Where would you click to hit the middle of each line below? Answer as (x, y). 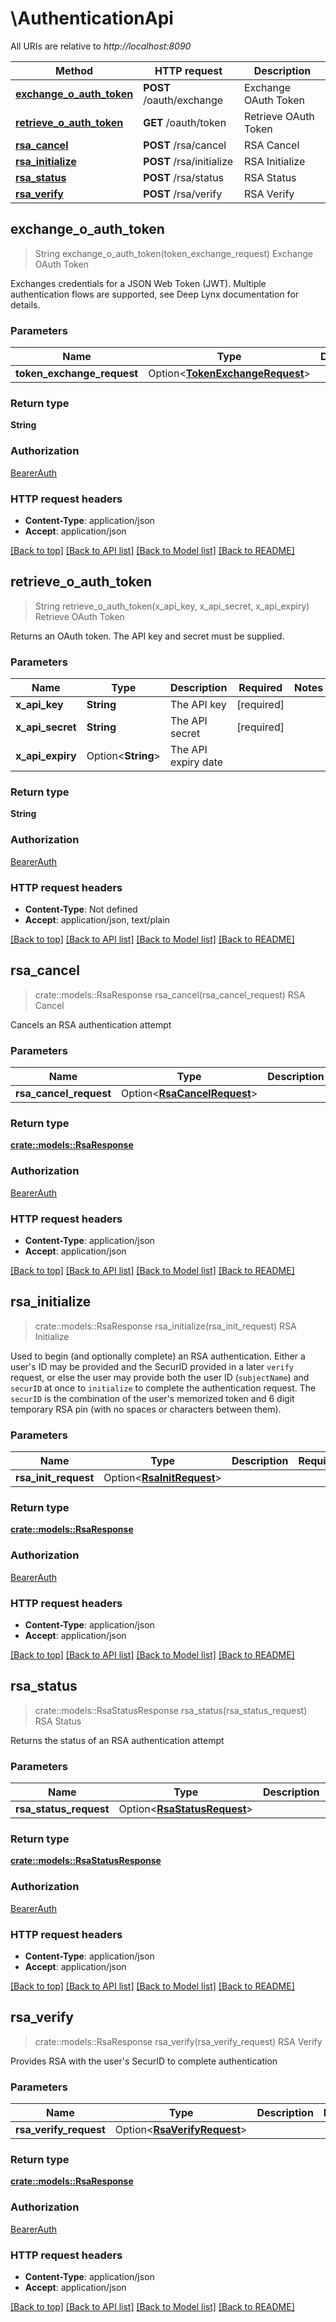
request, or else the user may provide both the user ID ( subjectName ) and (160, 1377)
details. (25, 304)
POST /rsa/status (184, 177)
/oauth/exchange (183, 100)
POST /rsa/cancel (185, 145)
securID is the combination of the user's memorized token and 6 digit (152, 1398)
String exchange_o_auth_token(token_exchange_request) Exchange (173, 253)
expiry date (196, 762)
